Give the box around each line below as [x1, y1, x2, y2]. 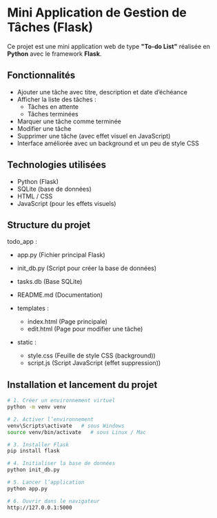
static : [17, 338, 37, 346]
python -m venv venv [7, 404, 67, 411]
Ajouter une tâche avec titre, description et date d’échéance [17, 87, 188, 96]
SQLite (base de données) [17, 185, 92, 193]
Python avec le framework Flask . [7, 50, 102, 58]
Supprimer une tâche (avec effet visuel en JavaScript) [17, 132, 171, 140]
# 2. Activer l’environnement [7, 415, 94, 423]
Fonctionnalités [7, 70, 76, 81]
